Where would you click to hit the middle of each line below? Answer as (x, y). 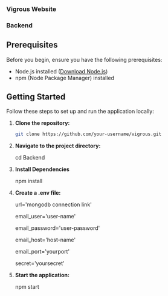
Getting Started (36, 97)
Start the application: (42, 275)
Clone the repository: (42, 123)
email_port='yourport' (42, 252)
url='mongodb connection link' (53, 204)
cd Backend (30, 158)
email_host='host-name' (45, 240)
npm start (27, 287)
